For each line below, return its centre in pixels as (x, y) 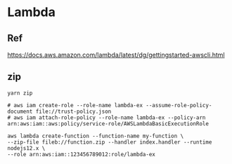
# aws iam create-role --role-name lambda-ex (75, 105)
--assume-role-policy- (179, 105)
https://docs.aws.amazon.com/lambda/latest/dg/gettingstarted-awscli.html (116, 55)
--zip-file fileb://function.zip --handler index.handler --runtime (110, 142)
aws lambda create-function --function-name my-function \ (96, 136)
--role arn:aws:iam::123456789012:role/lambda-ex (82, 154)
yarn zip (20, 93)
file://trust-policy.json (73, 111)
